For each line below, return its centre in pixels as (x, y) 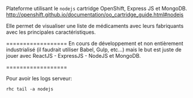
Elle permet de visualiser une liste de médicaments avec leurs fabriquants (95, 26)
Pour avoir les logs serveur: (39, 78)
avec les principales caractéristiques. (51, 32)
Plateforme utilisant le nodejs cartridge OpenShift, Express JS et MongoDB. (96, 8)
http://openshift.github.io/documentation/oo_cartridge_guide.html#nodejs (95, 15)
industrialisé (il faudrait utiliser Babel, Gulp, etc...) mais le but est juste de (94, 50)
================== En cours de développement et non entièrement (95, 43)
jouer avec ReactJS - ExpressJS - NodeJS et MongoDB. (74, 56)
